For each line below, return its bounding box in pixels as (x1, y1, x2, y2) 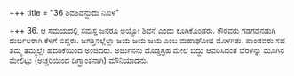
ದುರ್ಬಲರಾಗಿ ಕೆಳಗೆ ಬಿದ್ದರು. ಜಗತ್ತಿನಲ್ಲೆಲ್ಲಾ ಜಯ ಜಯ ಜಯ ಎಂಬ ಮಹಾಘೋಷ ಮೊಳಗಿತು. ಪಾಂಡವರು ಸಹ (9, 35, 286, 45)
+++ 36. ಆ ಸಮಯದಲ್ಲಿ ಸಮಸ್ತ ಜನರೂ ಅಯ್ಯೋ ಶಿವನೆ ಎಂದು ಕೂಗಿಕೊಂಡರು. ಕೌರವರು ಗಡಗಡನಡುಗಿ (9, 26, 276, 35)
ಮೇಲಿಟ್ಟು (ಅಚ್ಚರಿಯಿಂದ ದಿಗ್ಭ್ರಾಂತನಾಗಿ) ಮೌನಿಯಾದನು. (9, 55, 149, 65)
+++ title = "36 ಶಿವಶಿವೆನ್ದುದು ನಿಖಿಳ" (9, 8, 120, 18)
